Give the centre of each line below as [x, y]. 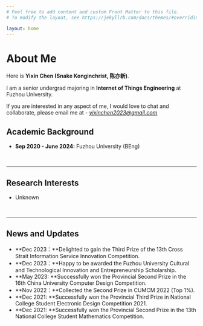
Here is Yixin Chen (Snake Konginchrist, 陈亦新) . [68, 76]
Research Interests [43, 183]
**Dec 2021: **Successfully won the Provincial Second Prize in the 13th [105, 310]
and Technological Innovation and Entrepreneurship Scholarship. [95, 270]
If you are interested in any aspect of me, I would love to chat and [88, 106]
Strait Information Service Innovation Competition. [77, 256]
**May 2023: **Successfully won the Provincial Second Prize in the [101, 276]
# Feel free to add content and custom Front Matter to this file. [93, 12]
